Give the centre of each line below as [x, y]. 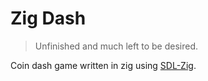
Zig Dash [48, 18]
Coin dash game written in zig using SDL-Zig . [103, 65]
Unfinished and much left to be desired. [116, 46]
